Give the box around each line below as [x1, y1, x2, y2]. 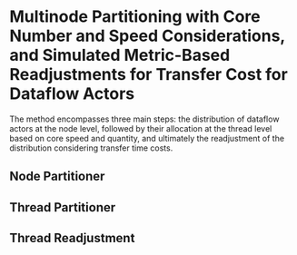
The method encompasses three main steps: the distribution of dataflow [9, 113, 280, 124]
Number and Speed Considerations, [9, 25, 286, 46]
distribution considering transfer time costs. [9, 142, 173, 153]
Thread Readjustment [9, 230, 135, 246]
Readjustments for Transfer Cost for [9, 64, 288, 85]
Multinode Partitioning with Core [9, 6, 261, 27]
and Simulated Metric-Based [9, 45, 231, 65]
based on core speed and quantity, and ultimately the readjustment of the [9, 132, 284, 143]
